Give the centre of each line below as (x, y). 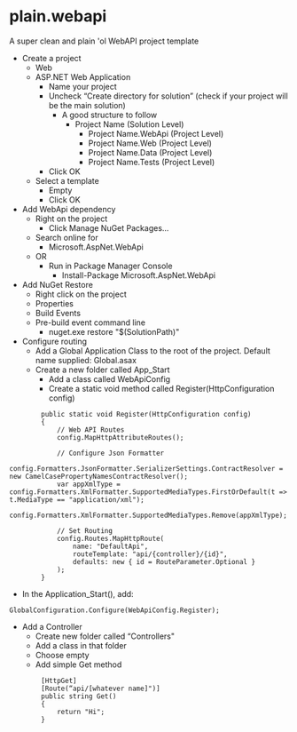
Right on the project (71, 219)
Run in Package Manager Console (110, 266)
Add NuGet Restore (57, 284)
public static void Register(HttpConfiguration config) (146, 414)
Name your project (82, 86)
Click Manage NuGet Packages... (109, 227)
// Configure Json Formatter (110, 453)
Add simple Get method (78, 664)
